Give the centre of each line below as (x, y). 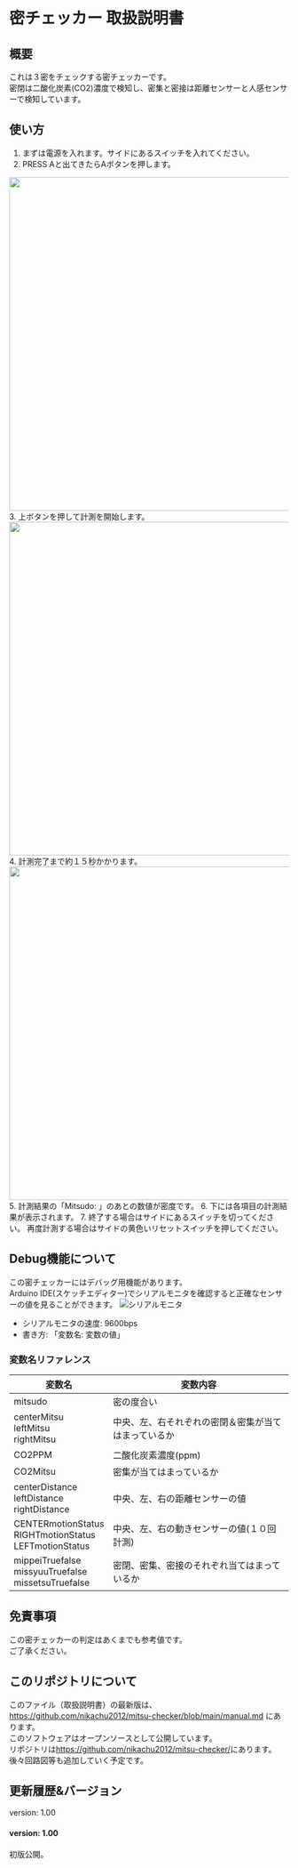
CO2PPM (33, 1454)
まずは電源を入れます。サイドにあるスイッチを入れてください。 (138, 153)
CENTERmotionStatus (59, 1524)
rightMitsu (35, 1439)
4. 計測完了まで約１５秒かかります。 (76, 861)
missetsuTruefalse (52, 1582)
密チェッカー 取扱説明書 (97, 18)
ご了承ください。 (40, 1650)
